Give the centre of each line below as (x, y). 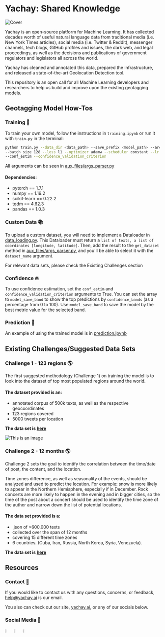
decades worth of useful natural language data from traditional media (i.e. (80, 37)
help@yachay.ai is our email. (34, 598)
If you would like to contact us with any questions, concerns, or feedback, (80, 593)
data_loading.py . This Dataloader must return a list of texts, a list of (80, 240)
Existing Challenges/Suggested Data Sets (70, 349)
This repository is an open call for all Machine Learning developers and (77, 82)
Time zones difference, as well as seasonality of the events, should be (76, 478)
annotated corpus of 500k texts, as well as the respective (70, 403)
